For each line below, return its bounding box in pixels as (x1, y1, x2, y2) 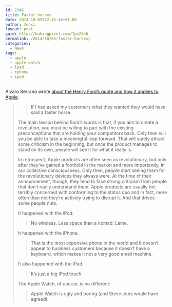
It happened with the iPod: (17, 210, 74, 216)
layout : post (5, 27, 33, 32)
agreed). (30, 296, 49, 302)
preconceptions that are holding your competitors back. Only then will (17, 130, 166, 136)
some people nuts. (17, 200, 58, 206)
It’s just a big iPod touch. (30, 271, 83, 277)
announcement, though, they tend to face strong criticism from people (17, 178, 167, 184)
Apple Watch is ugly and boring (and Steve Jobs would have (30, 291, 159, 297)
